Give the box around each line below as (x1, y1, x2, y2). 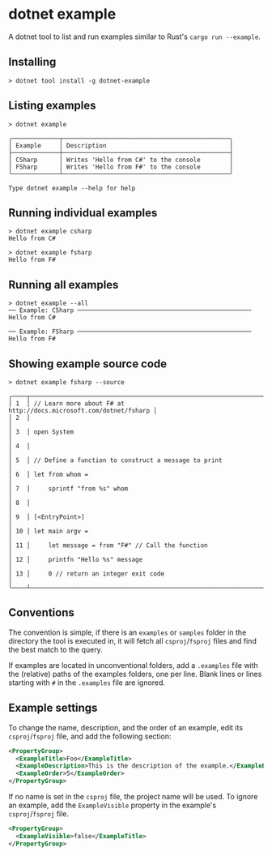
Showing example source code (8, 357, 168, 370)
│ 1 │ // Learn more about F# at (8, 400, 125, 408)
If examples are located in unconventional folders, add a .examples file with (8, 660, 259, 670)
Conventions (8, 606, 75, 620)
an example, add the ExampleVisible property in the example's (8, 800, 217, 810)
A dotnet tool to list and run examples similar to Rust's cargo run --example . (8, 32, 261, 41)
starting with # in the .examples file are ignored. (8, 678, 166, 687)
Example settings (8, 701, 98, 715)
